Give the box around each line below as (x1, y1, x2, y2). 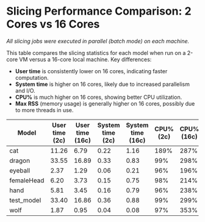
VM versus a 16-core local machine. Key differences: (19, 56, 152, 63)
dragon (9, 156, 31, 165)
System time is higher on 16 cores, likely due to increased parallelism (15, 81, 190, 88)
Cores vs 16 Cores (6, 17, 100, 31)
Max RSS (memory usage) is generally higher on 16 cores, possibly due (15, 99, 195, 107)
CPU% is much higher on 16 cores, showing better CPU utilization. (15, 93, 182, 101)
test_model (9, 196, 41, 204)
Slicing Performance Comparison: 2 (6, 4, 192, 18)
